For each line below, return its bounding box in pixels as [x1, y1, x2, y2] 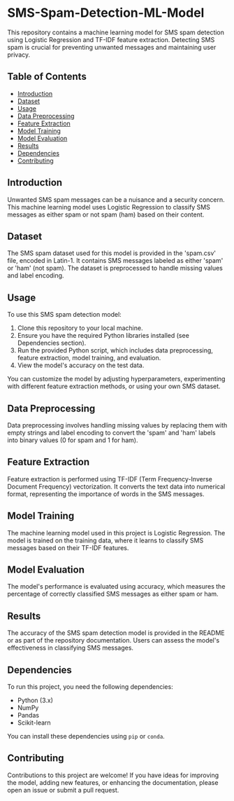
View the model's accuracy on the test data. [17, 361, 145, 369]
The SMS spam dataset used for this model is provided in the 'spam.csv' [7, 249, 217, 257]
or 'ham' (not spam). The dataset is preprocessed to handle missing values [7, 264, 224, 273]
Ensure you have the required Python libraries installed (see [17, 331, 190, 340]
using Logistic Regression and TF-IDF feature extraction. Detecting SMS [7, 35, 215, 43]
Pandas [17, 711, 40, 720]
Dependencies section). [17, 338, 87, 348]
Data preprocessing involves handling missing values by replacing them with [7, 421, 228, 429]
